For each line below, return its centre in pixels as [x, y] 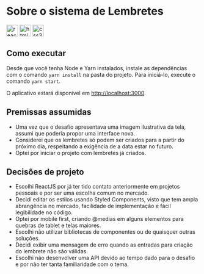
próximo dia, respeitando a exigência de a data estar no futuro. [94, 146]
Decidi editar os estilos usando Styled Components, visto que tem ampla [107, 200]
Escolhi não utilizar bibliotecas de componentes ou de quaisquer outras [105, 232]
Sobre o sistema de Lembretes [85, 11]
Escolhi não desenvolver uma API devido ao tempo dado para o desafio [105, 258]
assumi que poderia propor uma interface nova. [75, 133]
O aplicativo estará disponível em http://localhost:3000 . [76, 93]
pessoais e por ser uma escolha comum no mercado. [82, 193]
